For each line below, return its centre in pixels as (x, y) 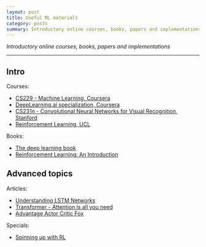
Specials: (18, 225)
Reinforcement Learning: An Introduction (67, 154)
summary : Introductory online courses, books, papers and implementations (104, 29)
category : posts (27, 23)
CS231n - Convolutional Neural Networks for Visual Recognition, (96, 112)
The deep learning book (46, 148)
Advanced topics (40, 174)
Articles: (17, 188)
